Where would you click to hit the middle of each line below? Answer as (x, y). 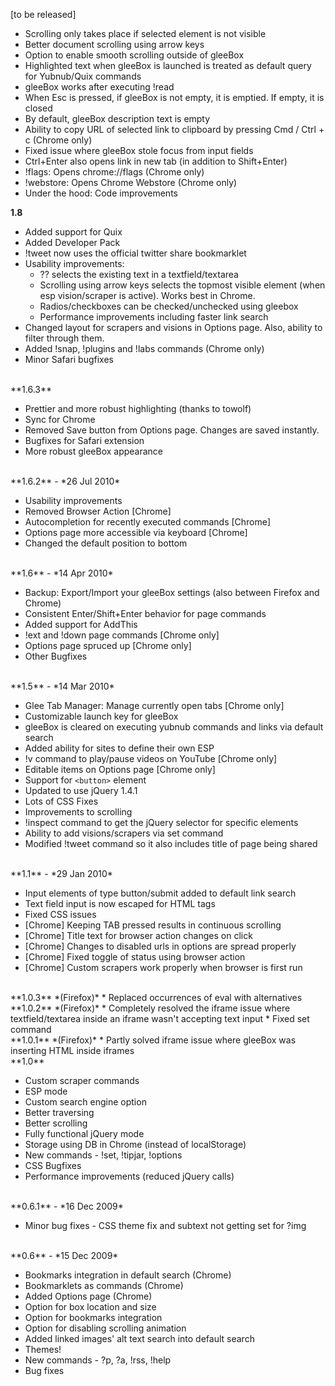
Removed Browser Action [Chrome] (98, 511)
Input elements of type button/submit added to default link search (160, 893)
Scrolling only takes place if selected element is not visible (145, 33)
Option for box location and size (90, 1307)
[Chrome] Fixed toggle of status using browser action (135, 957)
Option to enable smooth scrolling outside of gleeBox (134, 55)
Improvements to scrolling (78, 812)
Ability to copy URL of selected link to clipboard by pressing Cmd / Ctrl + (174, 129)
